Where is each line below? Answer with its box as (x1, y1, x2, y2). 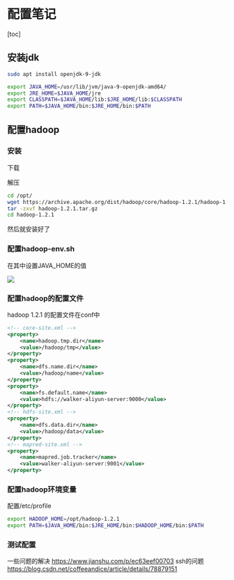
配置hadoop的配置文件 (7, 293, 84, 303)
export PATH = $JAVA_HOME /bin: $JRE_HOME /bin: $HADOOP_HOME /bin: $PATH (7, 522, 204, 529)
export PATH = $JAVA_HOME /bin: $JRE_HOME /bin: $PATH (7, 102, 151, 110)
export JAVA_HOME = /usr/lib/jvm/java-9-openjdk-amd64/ (7, 83, 167, 91)
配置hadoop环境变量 (7, 485, 77, 494)
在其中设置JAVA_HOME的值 (7, 261, 87, 269)
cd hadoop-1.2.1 (7, 212, 54, 219)
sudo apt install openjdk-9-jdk (7, 70, 101, 77)
